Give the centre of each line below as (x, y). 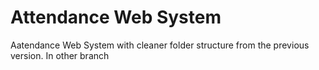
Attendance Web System (116, 17)
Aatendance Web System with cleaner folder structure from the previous (160, 45)
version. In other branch (60, 55)
